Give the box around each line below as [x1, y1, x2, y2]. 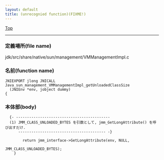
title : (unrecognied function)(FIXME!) [5, 12, 86, 17]
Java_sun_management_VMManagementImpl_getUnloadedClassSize [5, 83, 130, 88]
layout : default [5, 7, 38, 12]
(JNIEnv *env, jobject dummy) [9, 87, 71, 92]
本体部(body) [5, 103, 37, 110]
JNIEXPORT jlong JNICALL [5, 79, 56, 83]
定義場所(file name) [5, 42, 52, 49]
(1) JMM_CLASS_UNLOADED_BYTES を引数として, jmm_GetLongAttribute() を [9, 120, 153, 125]
